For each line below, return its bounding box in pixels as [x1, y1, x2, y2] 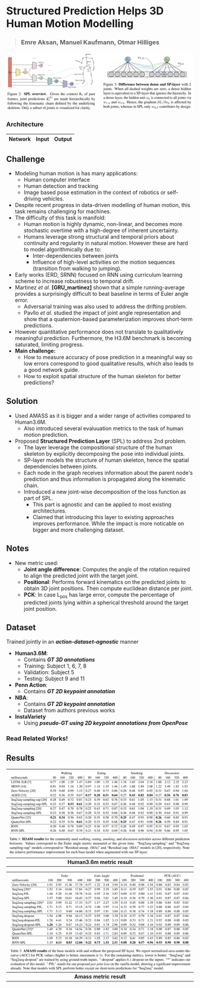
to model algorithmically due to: [23, 246, 102, 253]
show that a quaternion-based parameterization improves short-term [23, 316, 193, 323]
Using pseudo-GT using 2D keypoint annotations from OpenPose [23, 720, 189, 727]
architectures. [32, 507, 67, 514]
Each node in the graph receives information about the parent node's [23, 469, 193, 476]
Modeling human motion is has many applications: [14, 170, 138, 177]
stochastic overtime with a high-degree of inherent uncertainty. [23, 227, 180, 234]
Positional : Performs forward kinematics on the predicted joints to [23, 578, 186, 585]
